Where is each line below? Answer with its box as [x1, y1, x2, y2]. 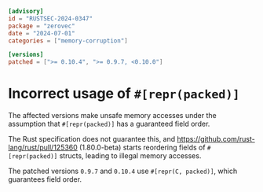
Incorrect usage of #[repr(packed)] [8, 85, 240, 102]
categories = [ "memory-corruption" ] [8, 36, 128, 45]
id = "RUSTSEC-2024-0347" [8, 14, 93, 23]
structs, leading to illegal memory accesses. [59, 151, 202, 161]
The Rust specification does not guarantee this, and [8, 135, 176, 144]
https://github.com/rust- [177, 135, 255, 144]
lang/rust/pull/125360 [8, 142, 79, 153]
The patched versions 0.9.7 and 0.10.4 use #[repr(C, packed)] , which [8, 166, 238, 176]
